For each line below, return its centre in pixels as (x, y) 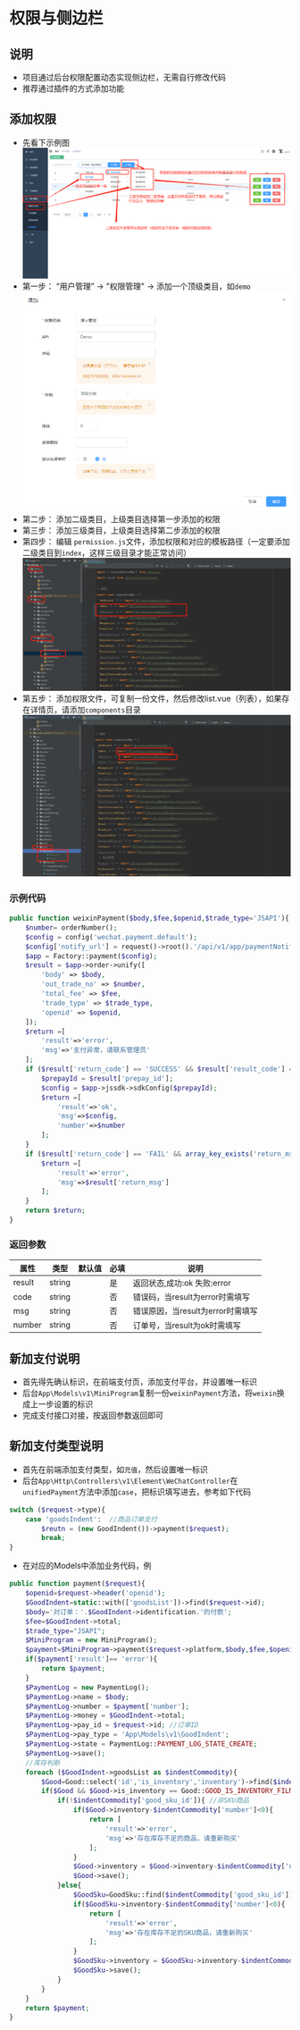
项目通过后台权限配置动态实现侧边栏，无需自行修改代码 (124, 77)
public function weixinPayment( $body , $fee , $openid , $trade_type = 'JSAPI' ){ (150, 918)
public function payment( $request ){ (77, 1584)
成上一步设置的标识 (58, 1403)
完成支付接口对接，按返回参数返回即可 (92, 1415)
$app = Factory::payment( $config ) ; (92, 956)
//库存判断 (43, 1763)
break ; (54, 1538)
